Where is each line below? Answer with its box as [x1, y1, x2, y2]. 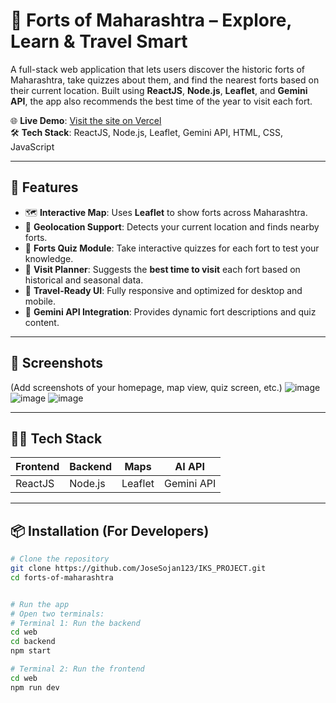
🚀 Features [10, 179, 79, 196]
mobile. [24, 295, 57, 307]
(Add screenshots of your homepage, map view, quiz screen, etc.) [10, 381, 283, 393]
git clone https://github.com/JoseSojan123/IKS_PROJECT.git [10, 564, 267, 574]
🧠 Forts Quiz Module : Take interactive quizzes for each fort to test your [24, 242, 320, 254]
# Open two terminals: [10, 609, 105, 619]
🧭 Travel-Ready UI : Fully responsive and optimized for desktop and [24, 284, 303, 296]
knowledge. [24, 252, 74, 264]
